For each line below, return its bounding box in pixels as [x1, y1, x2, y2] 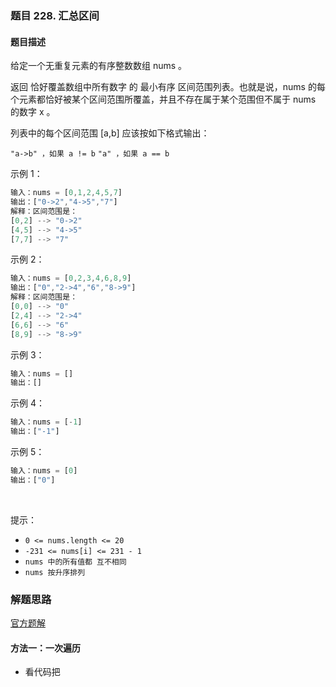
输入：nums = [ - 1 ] [10, 417, 83, 427]
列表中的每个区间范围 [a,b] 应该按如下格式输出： [10, 127, 210, 139]
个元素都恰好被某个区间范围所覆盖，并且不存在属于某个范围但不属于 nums [10, 93, 317, 106]
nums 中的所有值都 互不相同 [24, 557, 127, 567]
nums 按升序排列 [24, 567, 86, 577]
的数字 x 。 [10, 106, 56, 118]
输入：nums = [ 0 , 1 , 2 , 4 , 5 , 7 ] [10, 188, 123, 198]
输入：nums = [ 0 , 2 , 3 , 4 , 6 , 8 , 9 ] [10, 273, 132, 284]
